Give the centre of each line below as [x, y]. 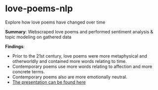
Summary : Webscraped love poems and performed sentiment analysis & [79, 31]
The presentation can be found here [49, 82]
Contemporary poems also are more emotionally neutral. [70, 77]
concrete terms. [28, 71]
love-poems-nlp [39, 9]
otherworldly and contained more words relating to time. [69, 61]
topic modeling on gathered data [38, 37]
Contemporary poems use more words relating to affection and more [82, 66]
